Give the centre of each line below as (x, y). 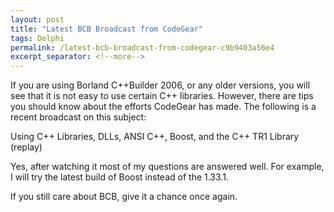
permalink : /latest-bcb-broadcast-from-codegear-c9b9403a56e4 (142, 47)
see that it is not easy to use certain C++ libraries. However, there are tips (162, 96)
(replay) (26, 147)
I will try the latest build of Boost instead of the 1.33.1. (119, 177)
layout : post (37, 19)
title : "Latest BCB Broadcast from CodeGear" (106, 29)
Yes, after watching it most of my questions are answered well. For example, (167, 167)
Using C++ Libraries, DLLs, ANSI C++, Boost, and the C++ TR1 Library (155, 137)
